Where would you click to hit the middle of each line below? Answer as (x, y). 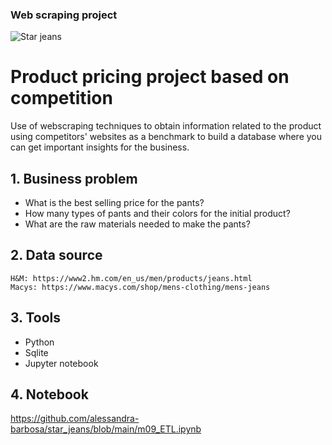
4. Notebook (49, 394)
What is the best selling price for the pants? (114, 203)
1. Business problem (74, 178)
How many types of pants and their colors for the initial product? (157, 214)
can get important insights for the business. (100, 147)
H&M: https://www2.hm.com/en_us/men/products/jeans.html (131, 278)
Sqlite (36, 352)
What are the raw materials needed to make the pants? (137, 224)
